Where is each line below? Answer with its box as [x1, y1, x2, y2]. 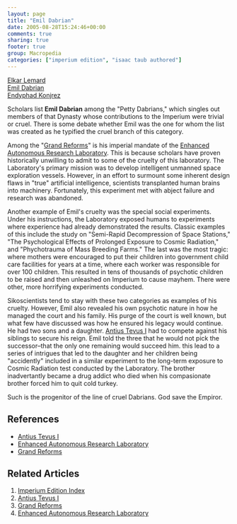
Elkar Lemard [7, 76, 46, 84]
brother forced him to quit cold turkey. [7, 379, 118, 387]
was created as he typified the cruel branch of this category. [7, 127, 184, 135]
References [7, 414, 59, 426]
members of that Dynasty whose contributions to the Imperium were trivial [7, 112, 224, 120]
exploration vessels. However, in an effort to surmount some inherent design [7, 171, 230, 179]
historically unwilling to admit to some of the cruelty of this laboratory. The [7, 156, 224, 164]
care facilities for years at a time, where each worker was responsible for [7, 260, 220, 268]
